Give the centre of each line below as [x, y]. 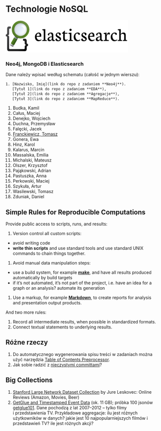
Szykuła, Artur [27, 186]
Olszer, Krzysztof [30, 165]
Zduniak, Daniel [28, 197]
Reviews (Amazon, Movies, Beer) [46, 397]
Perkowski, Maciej [31, 181]
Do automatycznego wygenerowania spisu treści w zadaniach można [82, 354]
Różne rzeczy [27, 342]
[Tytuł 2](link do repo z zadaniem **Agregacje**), [66, 94]
